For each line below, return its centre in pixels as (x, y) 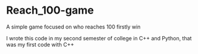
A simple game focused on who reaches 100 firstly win (74, 27)
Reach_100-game (50, 10)
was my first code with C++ (40, 45)
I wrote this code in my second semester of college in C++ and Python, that (99, 38)
